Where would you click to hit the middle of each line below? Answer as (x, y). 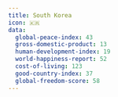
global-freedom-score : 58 (58, 81)
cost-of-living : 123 (49, 66)
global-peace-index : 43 (54, 37)
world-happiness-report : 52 (61, 59)
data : (17, 30)
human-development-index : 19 (63, 52)
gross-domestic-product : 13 (61, 45)
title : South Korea (40, 15)
